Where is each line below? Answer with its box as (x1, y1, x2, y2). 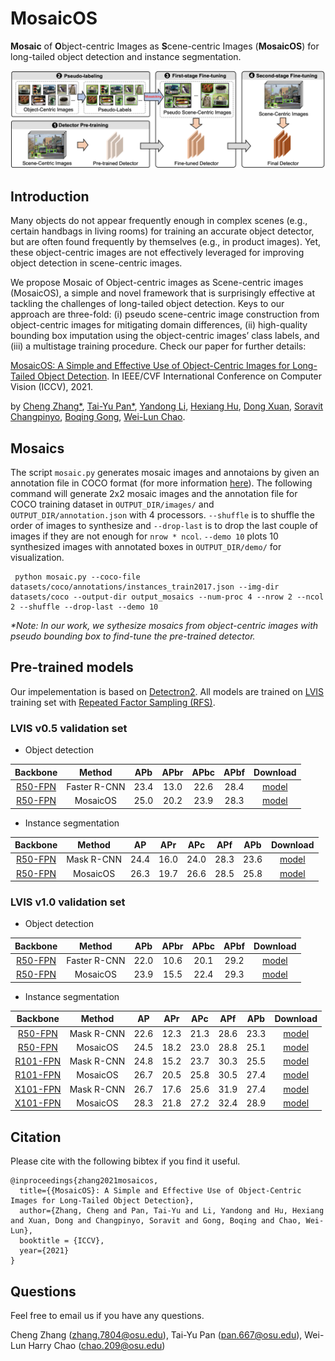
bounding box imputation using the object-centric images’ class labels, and (10, 330, 320, 342)
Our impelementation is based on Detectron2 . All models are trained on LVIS (10, 685, 325, 697)
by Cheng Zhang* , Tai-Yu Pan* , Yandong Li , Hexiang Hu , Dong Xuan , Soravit (10, 400, 324, 412)
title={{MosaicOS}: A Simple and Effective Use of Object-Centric (19, 1186, 302, 1196)
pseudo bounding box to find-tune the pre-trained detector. (10, 630, 256, 642)
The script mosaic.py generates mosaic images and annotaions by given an (10, 467, 320, 479)
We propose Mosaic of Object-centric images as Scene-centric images (10, 277, 304, 289)
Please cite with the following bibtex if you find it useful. (10, 1155, 241, 1167)
